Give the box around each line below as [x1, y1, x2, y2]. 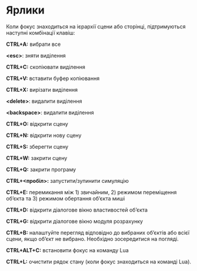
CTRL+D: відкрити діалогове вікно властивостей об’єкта [6, 206, 148, 213]
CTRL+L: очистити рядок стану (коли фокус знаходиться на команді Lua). [6, 258, 192, 265]
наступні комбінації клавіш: [6, 29, 75, 36]
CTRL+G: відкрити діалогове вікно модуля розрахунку [6, 218, 143, 225]
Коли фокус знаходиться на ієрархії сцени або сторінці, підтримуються [6, 23, 186, 30]
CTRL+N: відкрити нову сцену [6, 132, 82, 139]
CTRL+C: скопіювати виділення [6, 63, 85, 71]
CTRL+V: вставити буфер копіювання [6, 75, 100, 82]
